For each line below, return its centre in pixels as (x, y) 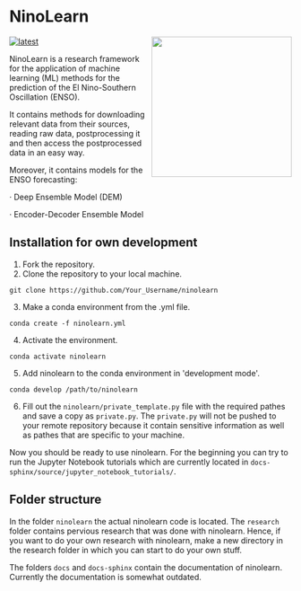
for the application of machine (65, 68)
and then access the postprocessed (76, 143)
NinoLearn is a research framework (75, 58)
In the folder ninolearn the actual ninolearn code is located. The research (144, 521)
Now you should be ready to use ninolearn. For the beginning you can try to (149, 452)
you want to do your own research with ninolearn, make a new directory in (146, 540)
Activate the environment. (70, 340)
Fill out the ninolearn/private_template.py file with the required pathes (154, 406)
